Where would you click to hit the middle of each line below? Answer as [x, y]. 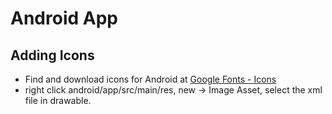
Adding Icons [52, 55]
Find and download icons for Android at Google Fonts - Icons [150, 79]
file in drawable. [58, 100]
